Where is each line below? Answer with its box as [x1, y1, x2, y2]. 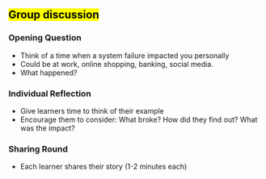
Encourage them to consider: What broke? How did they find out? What [19, 114, 258, 124]
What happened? [19, 68, 78, 77]
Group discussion [8, 8, 99, 22]
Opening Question [8, 32, 82, 44]
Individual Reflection [8, 88, 91, 99]
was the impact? [19, 123, 75, 133]
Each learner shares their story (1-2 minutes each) [19, 162, 188, 172]
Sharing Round [8, 143, 69, 154]
